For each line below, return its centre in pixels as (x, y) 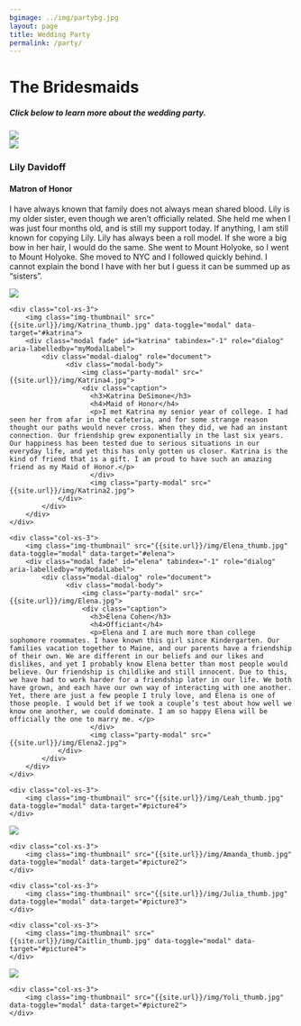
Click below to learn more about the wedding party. (108, 113)
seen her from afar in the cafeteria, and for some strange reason (139, 420)
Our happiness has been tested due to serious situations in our (134, 443)
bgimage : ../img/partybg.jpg (64, 18)
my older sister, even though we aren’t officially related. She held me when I (150, 218)
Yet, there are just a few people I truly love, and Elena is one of (143, 695)
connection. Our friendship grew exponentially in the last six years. (146, 435)
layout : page (34, 26)
